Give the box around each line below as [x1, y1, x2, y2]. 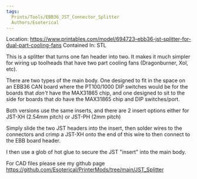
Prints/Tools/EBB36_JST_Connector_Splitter [11, 14, 119, 20]
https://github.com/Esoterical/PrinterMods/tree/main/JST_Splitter [6, 166, 164, 173]
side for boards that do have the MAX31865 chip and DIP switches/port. [6, 96, 181, 103]
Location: [6, 36, 29, 43]
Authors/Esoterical [11, 19, 59, 25]
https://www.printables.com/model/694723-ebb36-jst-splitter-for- [29, 36, 192, 43]
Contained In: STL [62, 42, 107, 49]
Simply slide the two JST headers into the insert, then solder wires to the [6, 124, 182, 132]
